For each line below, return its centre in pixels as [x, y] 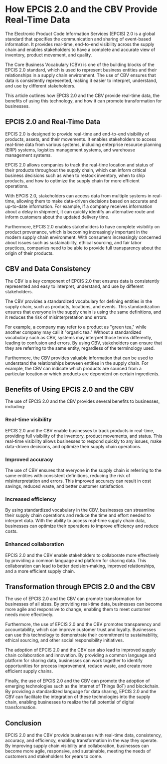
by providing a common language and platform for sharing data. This [76, 560]
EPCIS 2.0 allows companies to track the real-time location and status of [80, 165]
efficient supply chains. [29, 671]
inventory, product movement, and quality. [49, 55]
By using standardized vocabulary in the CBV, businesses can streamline [80, 510]
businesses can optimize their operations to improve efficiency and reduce [82, 526]
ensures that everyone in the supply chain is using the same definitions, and [83, 312]
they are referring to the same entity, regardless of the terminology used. [80, 348]
